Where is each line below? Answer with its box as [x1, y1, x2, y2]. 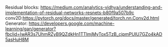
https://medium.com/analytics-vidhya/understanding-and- [40, 5, 163, 10]
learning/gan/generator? [5, 26, 56, 32]
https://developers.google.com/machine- [28, 20, 115, 26]
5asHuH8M [5, 36, 29, 42]
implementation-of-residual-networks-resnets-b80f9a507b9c [5, 10, 135, 16]
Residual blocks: [5, 5, 39, 10]
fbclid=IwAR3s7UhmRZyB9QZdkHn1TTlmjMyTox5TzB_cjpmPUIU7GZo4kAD [5, 31, 163, 37]
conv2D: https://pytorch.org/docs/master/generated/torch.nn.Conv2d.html [5, 15, 159, 21]
